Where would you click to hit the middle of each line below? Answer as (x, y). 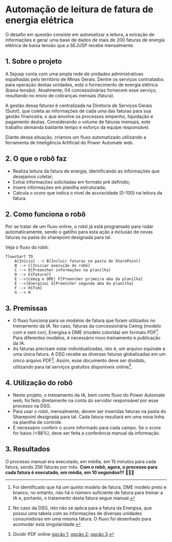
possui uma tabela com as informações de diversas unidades (77, 513)
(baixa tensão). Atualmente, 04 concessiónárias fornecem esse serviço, (81, 90)
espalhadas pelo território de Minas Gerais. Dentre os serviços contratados (84, 79)
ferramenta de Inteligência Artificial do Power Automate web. (70, 142)
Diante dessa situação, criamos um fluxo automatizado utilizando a (76, 137)
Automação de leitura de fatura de (79, 9)
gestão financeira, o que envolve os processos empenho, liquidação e (79, 116)
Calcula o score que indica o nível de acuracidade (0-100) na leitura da (88, 192)
